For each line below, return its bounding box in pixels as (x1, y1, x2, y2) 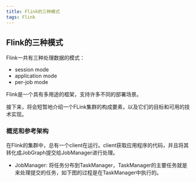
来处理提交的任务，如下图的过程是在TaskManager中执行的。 (14, 169, 162, 176)
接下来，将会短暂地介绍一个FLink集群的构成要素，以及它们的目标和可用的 (6, 103, 185, 110)
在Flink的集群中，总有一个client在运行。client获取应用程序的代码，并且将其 (6, 141, 189, 148)
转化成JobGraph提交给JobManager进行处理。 (6, 149, 119, 156)
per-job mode (14, 79, 48, 86)
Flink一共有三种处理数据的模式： (6, 54, 86, 61)
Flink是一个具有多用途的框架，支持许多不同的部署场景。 (6, 91, 142, 98)
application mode (14, 72, 57, 80)
